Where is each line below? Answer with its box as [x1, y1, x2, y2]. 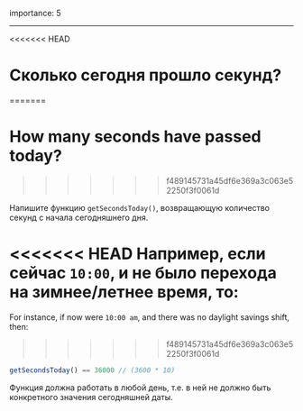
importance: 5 [9, 8, 61, 18]
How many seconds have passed [9, 126, 262, 147]
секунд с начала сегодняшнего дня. [9, 212, 149, 223]
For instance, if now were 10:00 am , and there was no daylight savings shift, [9, 311, 290, 323]
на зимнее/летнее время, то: [9, 282, 239, 303]
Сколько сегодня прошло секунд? [9, 65, 282, 86]
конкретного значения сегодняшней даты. [9, 391, 173, 402]
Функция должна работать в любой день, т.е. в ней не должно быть [9, 382, 271, 393]
